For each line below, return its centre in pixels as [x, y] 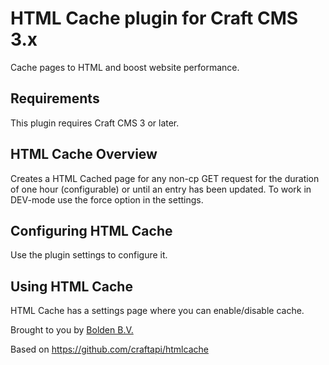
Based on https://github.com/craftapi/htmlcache [109, 349]
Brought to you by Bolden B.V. [72, 330]
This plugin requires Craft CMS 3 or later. [95, 123]
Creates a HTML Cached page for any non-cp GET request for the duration [165, 178]
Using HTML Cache [71, 286]
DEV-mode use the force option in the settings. [107, 199]
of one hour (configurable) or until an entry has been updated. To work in [161, 189]
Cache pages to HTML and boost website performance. [125, 67]
